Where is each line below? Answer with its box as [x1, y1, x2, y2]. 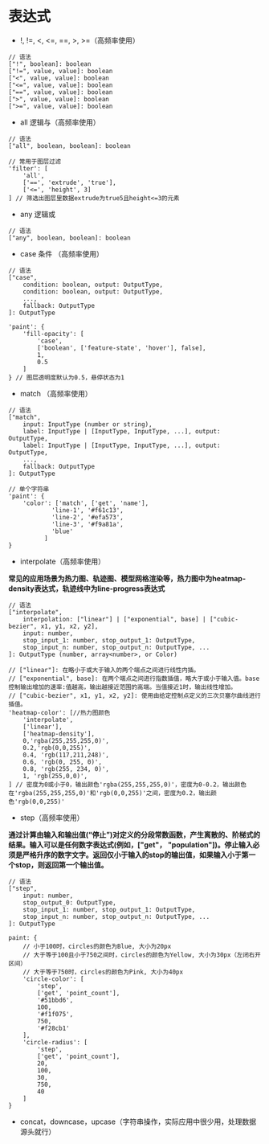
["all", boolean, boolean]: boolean [8, 141, 131, 150]
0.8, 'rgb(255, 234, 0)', [22, 765, 110, 773]
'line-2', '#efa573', [51, 513, 124, 521]
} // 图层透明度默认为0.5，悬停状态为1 [8, 373, 124, 382]
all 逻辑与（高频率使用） [19, 117, 100, 127]
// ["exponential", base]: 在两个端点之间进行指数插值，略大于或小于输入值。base [8, 675, 260, 683]
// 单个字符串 [8, 485, 50, 493]
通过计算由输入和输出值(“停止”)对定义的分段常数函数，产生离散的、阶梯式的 [8, 830, 261, 839]
